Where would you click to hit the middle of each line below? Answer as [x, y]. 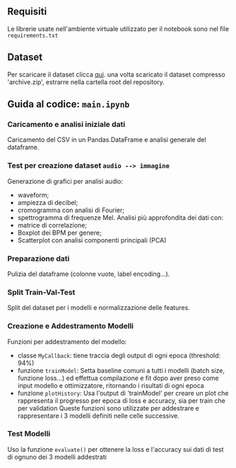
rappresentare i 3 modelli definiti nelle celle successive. [99, 416]
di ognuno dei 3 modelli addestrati [57, 457]
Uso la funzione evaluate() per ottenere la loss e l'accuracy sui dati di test [116, 449]
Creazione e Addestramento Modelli [71, 326]
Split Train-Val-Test [41, 292]
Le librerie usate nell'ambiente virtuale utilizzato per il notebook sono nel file [118, 28]
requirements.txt [33, 35]
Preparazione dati [39, 258]
